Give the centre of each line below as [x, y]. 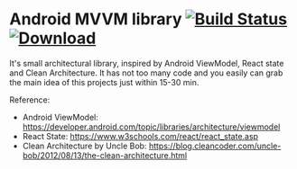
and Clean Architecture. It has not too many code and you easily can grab [146, 73]
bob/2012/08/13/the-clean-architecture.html [105, 155]
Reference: [30, 100]
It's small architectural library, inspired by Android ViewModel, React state [147, 63]
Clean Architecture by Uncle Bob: [84, 146]
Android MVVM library [96, 19]
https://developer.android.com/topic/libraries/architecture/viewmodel [151, 127]
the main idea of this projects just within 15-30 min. [104, 82]
